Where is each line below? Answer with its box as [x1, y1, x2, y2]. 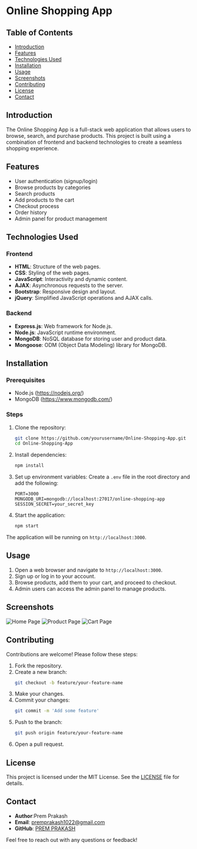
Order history [14, 209, 47, 216]
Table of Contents [6, 28, 74, 38]
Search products [14, 190, 55, 197]
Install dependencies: [14, 451, 67, 458]
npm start [14, 523, 39, 529]
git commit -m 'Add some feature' [14, 708, 99, 714]
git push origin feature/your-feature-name [14, 730, 123, 736]
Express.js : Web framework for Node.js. [14, 322, 113, 329]
